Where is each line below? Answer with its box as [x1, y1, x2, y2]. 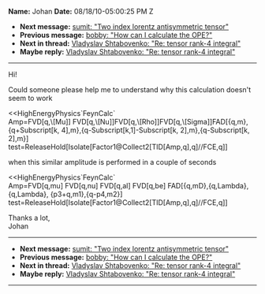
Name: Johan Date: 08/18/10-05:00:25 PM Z [8, 7, 154, 16]
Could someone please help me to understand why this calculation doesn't [8, 85, 252, 94]
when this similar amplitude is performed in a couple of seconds [8, 158, 217, 166]
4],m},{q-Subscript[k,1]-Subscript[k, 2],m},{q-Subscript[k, [61, 125, 250, 135]
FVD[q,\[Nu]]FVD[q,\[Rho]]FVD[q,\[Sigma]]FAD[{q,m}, [72, 117, 248, 126]
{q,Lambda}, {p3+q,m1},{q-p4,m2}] [8, 189, 123, 199]
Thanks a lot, [8, 213, 50, 222]
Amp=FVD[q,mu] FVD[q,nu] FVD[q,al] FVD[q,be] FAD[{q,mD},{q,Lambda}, [8, 181, 249, 190]
